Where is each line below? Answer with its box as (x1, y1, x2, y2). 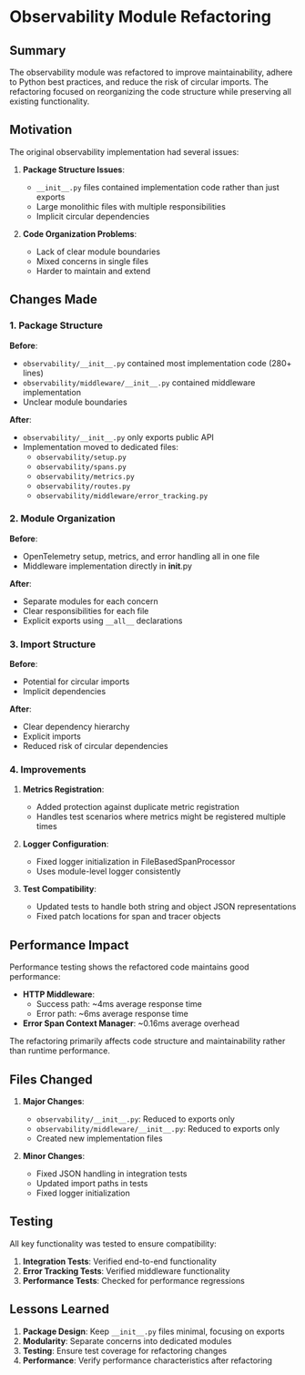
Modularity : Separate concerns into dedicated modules (22, 1335, 232, 1346)
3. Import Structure (9, 638, 97, 651)
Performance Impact (9, 937, 129, 953)
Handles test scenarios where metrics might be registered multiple (36, 811, 287, 822)
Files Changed (9, 1072, 93, 1087)
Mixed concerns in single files (36, 255, 148, 266)
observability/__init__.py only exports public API (22, 431, 214, 443)
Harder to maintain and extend (36, 265, 151, 276)
